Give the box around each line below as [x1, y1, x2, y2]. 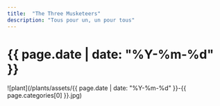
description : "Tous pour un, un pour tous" [7, 17, 135, 24]
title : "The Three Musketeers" [7, 10, 101, 17]
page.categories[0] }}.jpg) [7, 91, 82, 100]
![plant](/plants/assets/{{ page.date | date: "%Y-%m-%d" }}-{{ [7, 84, 187, 92]
